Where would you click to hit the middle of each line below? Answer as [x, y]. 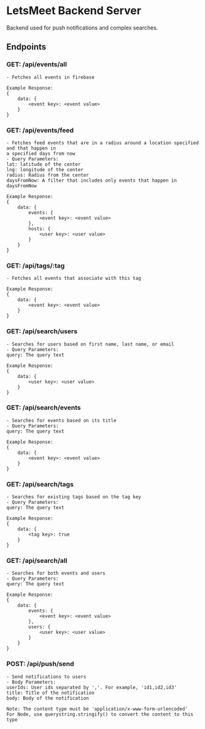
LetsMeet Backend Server [74, 11]
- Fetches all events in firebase [51, 77]
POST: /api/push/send [40, 664]
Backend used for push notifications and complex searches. [82, 28]
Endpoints [26, 47]
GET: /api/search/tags [40, 484]
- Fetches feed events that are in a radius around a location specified [103, 143]
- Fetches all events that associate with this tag [74, 279]
